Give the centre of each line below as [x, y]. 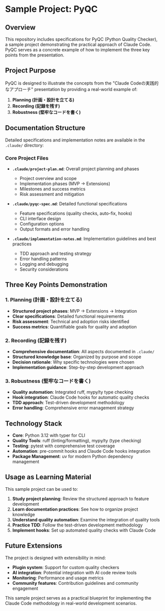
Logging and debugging [44, 264]
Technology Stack [34, 423]
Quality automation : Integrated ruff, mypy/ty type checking [73, 392]
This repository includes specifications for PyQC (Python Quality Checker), [82, 39]
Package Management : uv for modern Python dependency [73, 457]
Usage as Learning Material [48, 477]
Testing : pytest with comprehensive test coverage [63, 446]
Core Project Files [27, 158]
